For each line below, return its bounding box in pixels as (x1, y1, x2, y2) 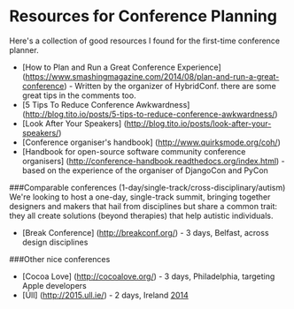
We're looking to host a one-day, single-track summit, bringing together (9, 192, 271, 202)
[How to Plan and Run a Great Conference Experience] (21, 62, 221, 72)
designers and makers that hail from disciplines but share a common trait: (9, 200, 277, 211)
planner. (9, 44, 39, 55)
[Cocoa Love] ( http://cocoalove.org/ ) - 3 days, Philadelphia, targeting (21, 271, 275, 282)
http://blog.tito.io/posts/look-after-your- (126, 117, 272, 129)
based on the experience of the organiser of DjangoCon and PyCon (21, 165, 268, 176)
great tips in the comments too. (21, 90, 136, 101)
